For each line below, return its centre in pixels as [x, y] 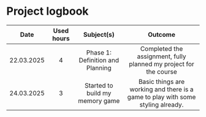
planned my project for [161, 64]
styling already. [162, 104]
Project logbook [48, 11]
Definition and [99, 60]
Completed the [162, 48]
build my [99, 93]
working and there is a [162, 89]
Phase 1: [99, 52]
